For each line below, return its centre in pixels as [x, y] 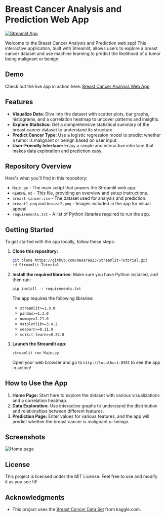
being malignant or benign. [33, 58]
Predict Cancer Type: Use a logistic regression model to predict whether [86, 135]
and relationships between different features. [58, 411]
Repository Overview [38, 166]
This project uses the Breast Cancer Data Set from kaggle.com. [77, 509]
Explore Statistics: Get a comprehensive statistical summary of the [81, 124]
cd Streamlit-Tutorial [36, 265]
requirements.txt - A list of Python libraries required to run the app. [81, 214]
